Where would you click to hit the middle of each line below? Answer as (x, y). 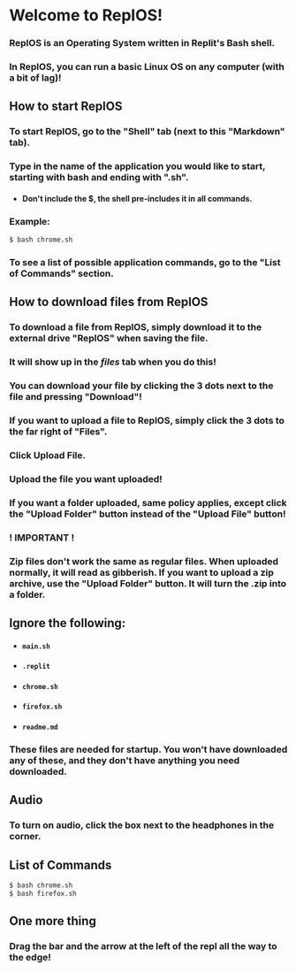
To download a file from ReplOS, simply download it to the (136, 327)
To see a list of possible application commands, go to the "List (145, 262)
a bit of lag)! (35, 78)
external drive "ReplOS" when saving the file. (109, 339)
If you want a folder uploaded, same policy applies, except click (148, 502)
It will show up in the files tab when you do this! (113, 362)
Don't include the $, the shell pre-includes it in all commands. (137, 198)
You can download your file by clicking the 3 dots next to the (141, 386)
